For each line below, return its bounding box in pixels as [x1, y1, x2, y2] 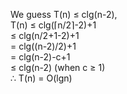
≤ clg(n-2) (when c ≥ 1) [10, 62, 106, 73]
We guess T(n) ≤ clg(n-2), [10, 9, 118, 20]
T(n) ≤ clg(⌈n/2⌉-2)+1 [10, 19, 97, 31]
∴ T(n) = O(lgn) [10, 72, 73, 84]
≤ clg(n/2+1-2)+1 [10, 30, 80, 41]
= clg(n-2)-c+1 [10, 51, 71, 63]
